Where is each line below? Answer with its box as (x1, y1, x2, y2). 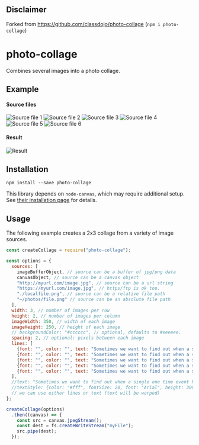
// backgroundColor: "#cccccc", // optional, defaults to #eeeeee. (11, 329, 182, 335)
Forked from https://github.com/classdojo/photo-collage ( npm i (6, 20, 161, 27)
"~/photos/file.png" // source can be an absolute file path (17, 296, 171, 303)
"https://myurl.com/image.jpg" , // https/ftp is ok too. (17, 286, 161, 292)
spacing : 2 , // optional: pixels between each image (11, 335, 145, 341)
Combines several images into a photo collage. (6, 67, 120, 74)
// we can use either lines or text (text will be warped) (11, 390, 161, 396)
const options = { (6, 258, 52, 264)
